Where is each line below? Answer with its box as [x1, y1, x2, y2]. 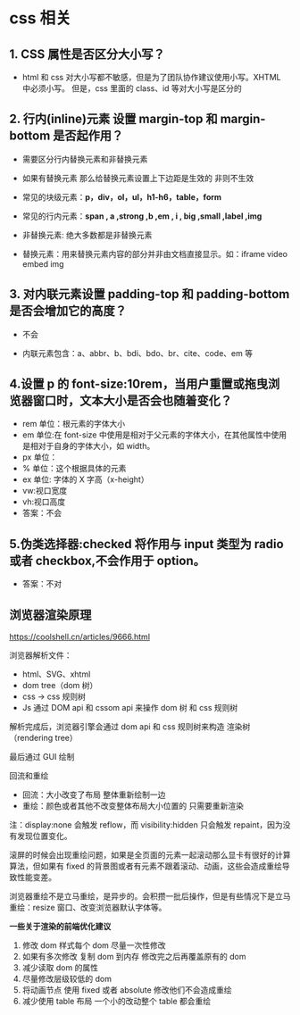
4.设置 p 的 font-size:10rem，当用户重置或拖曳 [9, 377, 269, 392]
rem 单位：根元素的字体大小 [21, 419, 126, 429]
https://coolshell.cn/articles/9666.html [9, 631, 150, 643]
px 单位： [21, 452, 58, 462]
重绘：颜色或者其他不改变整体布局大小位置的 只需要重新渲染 [21, 801, 244, 811]
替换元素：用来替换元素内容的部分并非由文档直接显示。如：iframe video [21, 248, 288, 259]
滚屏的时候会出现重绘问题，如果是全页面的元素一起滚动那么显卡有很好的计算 [9, 850, 291, 861]
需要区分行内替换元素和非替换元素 [21, 154, 148, 164]
